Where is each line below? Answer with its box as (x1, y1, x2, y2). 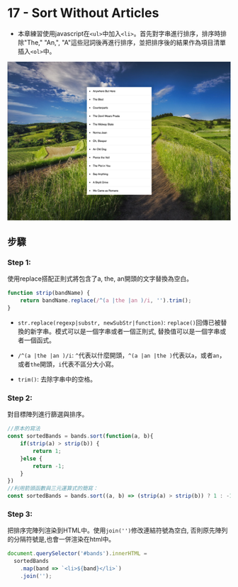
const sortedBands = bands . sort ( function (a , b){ (7, 432, 154, 440)
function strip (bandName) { (7, 289, 91, 297)
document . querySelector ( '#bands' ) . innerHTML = (7, 550, 147, 557)
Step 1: (7, 257, 31, 267)
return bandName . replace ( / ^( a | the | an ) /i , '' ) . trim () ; (20, 297, 192, 304)
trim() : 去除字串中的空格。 (17, 375, 97, 384)
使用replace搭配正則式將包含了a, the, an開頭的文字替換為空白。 (7, 274, 193, 283)
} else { (20, 455, 42, 462)
